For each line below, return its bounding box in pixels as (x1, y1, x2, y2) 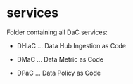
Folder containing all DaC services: (6, 28, 108, 36)
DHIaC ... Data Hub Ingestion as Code (16, 41, 127, 50)
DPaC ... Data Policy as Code (16, 69, 101, 77)
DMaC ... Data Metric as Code (16, 55, 103, 64)
